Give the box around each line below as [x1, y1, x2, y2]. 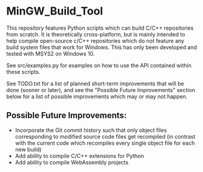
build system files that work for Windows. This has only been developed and [6, 44, 197, 51]
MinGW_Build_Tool [6, 4, 103, 18]
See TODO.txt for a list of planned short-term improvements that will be [6, 80, 184, 87]
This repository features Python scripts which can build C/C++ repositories [6, 24, 194, 31]
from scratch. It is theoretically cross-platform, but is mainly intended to [6, 30, 185, 38]
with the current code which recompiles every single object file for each [15, 139, 195, 147]
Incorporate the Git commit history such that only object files [15, 126, 167, 134]
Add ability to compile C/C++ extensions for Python [15, 152, 144, 159]
